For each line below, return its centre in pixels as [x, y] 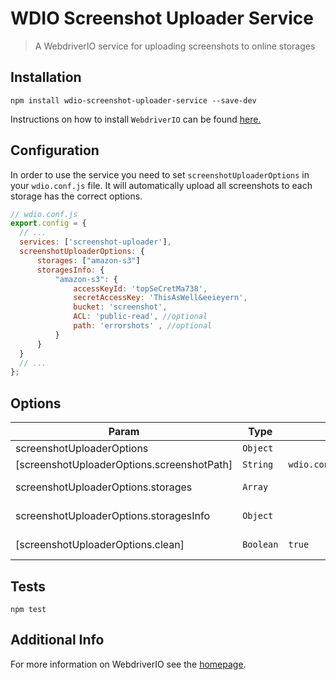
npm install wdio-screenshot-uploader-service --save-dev [133, 100]
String [258, 465]
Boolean [260, 545]
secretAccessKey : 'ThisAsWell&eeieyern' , [160, 298]
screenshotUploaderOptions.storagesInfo [113, 516]
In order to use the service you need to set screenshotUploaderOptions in [160, 174]
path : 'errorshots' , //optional [143, 326]
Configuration [55, 150]
